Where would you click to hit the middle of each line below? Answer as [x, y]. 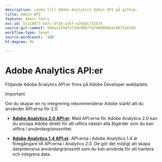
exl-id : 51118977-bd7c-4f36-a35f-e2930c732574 [54, 23]
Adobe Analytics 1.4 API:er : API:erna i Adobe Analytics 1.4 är [75, 138]
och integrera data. [32, 154]
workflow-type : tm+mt [27, 33]
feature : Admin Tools [27, 19]
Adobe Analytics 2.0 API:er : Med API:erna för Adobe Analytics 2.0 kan [85, 118]
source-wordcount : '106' [31, 38]
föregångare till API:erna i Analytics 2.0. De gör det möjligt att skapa [81, 143]
